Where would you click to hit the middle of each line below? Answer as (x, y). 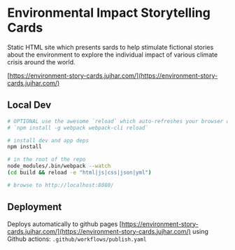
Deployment (35, 207)
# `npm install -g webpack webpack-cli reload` (78, 127)
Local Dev (29, 105)
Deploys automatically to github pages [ (65, 224)
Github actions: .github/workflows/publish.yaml (77, 239)
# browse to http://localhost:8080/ (60, 185)
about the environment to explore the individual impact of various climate (113, 55)
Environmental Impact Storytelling (109, 13)
